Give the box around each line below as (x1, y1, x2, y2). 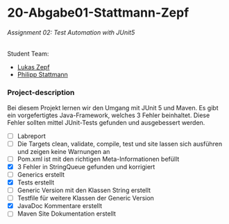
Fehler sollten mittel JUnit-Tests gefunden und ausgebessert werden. (7, 118, 205, 126)
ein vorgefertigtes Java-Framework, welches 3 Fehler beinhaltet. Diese (7, 111, 210, 119)
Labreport (17, 132, 46, 140)
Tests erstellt (17, 178, 55, 187)
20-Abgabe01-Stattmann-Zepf (7, 5, 189, 21)
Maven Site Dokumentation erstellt (17, 209, 117, 218)
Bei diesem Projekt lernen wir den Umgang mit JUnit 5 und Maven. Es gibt (7, 103, 219, 112)
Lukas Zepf (17, 63, 50, 71)
